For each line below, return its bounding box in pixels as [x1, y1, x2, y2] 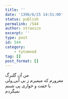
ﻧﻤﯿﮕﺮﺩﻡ [5, 88, 20, 94]
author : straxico [5, 26, 41, 31]
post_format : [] [5, 58, 39, 63]
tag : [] [5, 53, 21, 59]
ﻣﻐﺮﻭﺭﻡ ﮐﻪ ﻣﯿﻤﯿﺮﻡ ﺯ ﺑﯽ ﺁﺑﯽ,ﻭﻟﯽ [5, 77, 64, 83]
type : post [5, 35, 28, 40]
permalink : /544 [5, 21, 39, 26]
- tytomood [14, 49, 37, 54]
